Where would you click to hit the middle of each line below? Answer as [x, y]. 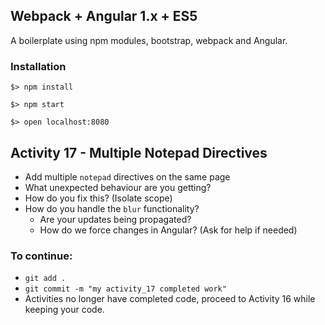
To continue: [41, 256]
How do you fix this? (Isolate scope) [98, 198]
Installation [38, 66]
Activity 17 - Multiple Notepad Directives [139, 152]
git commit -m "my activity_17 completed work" [125, 289]
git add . [45, 279]
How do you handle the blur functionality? [112, 208]
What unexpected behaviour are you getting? [118, 187]
